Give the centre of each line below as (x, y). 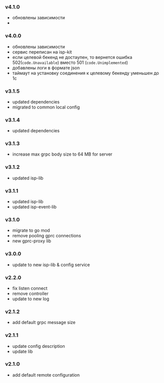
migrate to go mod (31, 230)
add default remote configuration (46, 375)
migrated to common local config (46, 107)
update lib (22, 351)
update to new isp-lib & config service (51, 265)
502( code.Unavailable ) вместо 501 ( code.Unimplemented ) (70, 62)
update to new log (31, 299)
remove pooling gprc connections (47, 236)
